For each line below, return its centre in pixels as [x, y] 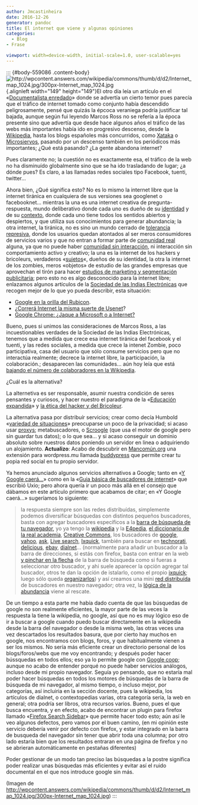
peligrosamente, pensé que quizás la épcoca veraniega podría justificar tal [97, 110]
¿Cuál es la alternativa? [35, 381]
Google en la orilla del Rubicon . [53, 302]
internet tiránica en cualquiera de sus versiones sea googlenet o [84, 196]
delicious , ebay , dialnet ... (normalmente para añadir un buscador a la [104, 547]
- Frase [16, 45]
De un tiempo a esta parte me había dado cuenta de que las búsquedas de [97, 603]
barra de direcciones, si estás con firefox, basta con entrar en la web [105, 553]
